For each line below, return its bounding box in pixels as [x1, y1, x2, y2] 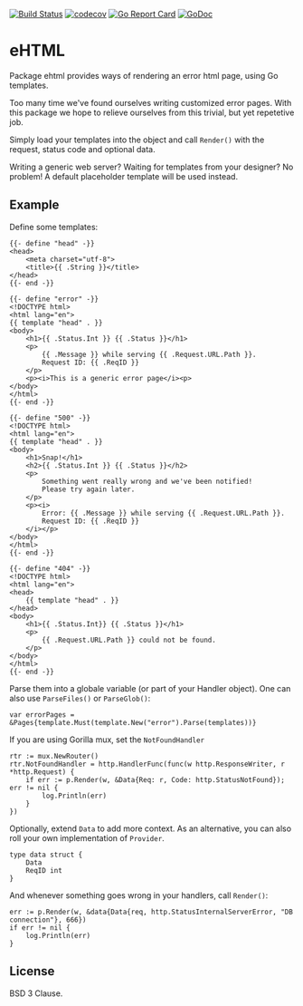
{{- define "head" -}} [9, 238, 95, 248]
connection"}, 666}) [9, 915, 88, 924]
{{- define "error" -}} [9, 295, 99, 304]
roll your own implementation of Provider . [9, 832, 165, 843]
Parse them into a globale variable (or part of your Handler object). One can [9, 682, 291, 693]
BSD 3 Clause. [9, 988, 63, 999]
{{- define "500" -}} [9, 413, 91, 422]
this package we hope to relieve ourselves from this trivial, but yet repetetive [9, 107, 295, 118]
